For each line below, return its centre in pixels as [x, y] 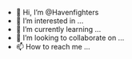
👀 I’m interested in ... [50, 21]
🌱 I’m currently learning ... [58, 29]
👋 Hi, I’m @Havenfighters [57, 12]
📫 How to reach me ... [53, 47]
